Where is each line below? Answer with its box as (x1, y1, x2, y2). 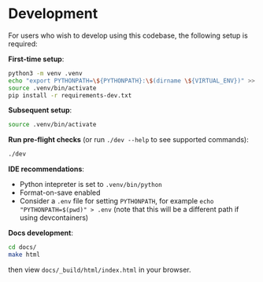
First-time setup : (8, 54, 65, 64)
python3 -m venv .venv (8, 69, 83, 77)
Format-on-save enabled (19, 188, 101, 197)
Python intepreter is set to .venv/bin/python (19, 180, 163, 189)
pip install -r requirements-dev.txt (8, 91, 132, 99)
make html (8, 251, 41, 259)
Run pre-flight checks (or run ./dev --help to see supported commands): (8, 135, 250, 145)
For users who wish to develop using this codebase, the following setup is (8, 31, 248, 40)
